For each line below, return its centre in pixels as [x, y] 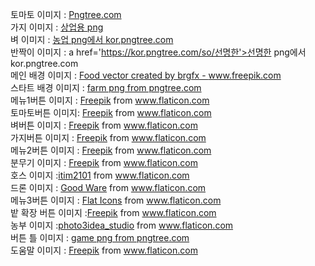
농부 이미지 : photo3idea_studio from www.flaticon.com [122, 225]
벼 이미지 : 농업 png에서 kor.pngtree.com [92, 39]
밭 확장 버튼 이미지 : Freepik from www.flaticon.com [113, 212]
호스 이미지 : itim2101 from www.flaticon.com [100, 175]
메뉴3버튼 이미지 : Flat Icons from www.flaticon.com [116, 200]
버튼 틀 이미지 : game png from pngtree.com [100, 237]
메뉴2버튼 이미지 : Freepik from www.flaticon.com [111, 150]
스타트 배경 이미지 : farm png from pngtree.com [106, 87]
